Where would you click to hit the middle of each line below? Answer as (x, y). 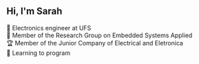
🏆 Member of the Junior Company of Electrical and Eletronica (95, 43)
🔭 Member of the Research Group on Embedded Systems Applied (99, 35)
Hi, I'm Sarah (34, 11)
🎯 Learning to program (38, 53)
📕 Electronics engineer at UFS (49, 28)
